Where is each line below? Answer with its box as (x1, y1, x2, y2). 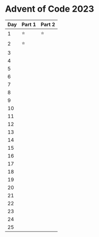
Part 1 (21, 21, 36, 28)
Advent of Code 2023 (5, 3, 94, 15)
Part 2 (40, 21, 55, 28)
